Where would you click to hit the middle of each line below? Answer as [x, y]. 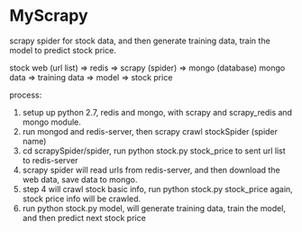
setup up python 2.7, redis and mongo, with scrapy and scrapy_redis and [157, 112]
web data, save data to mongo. [80, 179]
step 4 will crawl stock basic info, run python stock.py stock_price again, [157, 189]
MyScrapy [49, 16]
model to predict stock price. [63, 50]
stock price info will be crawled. [82, 199]
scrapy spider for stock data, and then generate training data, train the [140, 41]
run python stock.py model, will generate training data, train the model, [154, 208]
